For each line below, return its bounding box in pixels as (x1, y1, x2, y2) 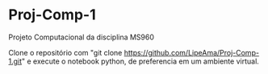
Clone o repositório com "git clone (8, 47, 123, 57)
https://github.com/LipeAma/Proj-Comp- (124, 47, 260, 57)
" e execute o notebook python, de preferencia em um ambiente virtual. (21, 56, 260, 66)
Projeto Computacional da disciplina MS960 (8, 32, 155, 42)
